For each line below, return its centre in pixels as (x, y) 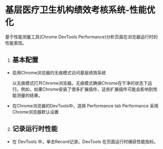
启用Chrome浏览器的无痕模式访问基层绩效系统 (59, 73)
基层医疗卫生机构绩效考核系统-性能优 (80, 10)
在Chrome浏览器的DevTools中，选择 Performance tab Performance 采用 (85, 105)
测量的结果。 (29, 95)
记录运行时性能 (35, 129)
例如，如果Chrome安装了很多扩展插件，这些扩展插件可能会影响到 (87, 89)
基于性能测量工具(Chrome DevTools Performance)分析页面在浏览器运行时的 (81, 37)
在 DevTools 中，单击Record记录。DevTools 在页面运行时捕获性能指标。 (85, 141)
